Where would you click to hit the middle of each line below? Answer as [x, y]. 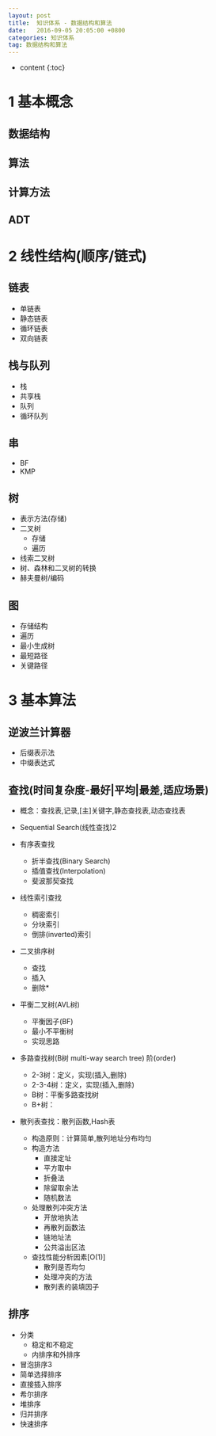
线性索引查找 [40, 897]
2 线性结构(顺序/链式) [78, 256]
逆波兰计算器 [40, 732]
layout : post [30, 15]
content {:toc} [42, 67]
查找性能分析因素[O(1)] [68, 1257]
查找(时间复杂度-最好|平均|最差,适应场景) [109, 790]
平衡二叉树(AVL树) [50, 1004]
